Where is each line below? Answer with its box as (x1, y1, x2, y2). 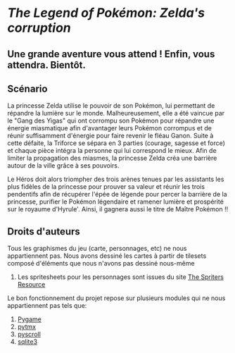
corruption (7, 20, 72, 36)
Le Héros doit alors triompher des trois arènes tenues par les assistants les (7, 175, 224, 184)
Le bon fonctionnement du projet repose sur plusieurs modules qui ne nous (7, 294, 226, 302)
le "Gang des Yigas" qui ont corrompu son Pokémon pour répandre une (7, 116, 215, 125)
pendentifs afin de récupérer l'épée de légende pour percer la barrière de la (7, 190, 227, 199)
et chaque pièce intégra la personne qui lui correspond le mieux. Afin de (7, 147, 217, 155)
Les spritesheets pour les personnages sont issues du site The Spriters (17, 273, 224, 281)
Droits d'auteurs (7, 225, 81, 237)
